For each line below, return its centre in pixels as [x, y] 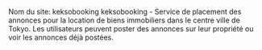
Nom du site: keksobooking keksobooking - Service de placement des [125, 12]
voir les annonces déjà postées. [61, 37]
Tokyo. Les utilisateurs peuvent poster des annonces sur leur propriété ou [131, 29]
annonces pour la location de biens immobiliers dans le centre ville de [124, 20]
